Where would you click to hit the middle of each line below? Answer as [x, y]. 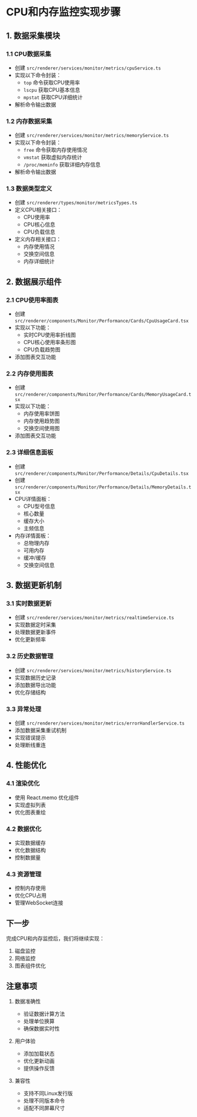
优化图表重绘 [30, 812]
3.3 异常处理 [24, 709]
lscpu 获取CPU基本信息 [52, 89]
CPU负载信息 [39, 232]
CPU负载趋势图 [42, 350]
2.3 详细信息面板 [30, 453]
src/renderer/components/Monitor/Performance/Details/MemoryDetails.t [103, 487]
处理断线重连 [30, 745]
